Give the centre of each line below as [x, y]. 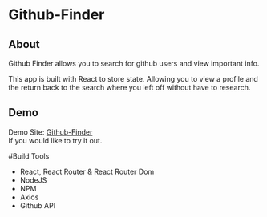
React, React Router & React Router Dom [87, 171]
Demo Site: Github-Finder [51, 132]
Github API [38, 205]
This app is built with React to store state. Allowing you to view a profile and [133, 79]
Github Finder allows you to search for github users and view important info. [134, 63]
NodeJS [33, 180]
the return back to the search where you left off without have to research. [129, 87]
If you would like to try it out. [55, 140]
